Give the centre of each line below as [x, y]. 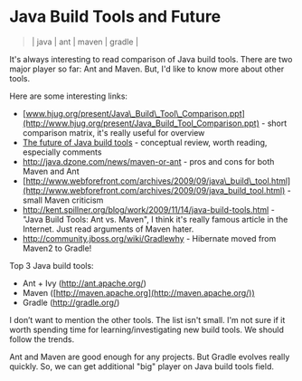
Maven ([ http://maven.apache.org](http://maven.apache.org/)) [138, 292]
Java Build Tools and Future [115, 17]
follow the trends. [42, 339]
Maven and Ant [51, 171]
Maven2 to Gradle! [57, 248]
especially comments [62, 152]
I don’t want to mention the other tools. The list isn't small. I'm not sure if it [147, 319]
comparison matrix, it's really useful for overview [113, 132]
